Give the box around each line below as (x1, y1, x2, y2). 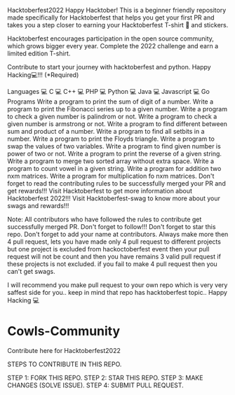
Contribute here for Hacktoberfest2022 (7, 346, 121, 354)
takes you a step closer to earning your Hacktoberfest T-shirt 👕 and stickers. (7, 21, 229, 29)
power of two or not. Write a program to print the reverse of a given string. (7, 150, 222, 158)
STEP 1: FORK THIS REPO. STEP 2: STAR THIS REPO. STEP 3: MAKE (7, 373, 203, 382)
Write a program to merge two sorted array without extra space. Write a (7, 157, 215, 165)
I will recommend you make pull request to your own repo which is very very (7, 281, 228, 289)
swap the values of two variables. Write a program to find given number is (7, 142, 221, 150)
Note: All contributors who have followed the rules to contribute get (7, 215, 202, 223)
